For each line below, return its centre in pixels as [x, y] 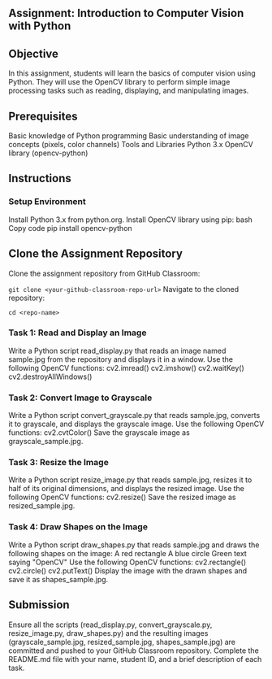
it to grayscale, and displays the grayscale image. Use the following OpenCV [136, 424]
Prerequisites [43, 116]
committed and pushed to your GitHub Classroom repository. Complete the [134, 651]
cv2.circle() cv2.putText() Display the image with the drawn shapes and [128, 570]
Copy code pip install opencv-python [70, 228]
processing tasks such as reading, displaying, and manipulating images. [129, 91]
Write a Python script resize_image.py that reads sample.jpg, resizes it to [130, 480]
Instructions [40, 178]
